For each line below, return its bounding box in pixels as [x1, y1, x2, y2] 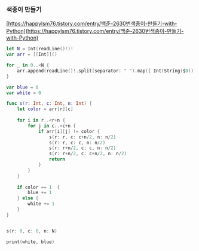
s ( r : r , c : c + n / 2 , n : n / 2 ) [48, 134, 117, 140]
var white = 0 [6, 90, 42, 96]
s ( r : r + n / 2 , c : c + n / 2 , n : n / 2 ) [48, 151, 127, 157]
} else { [17, 195, 39, 201]
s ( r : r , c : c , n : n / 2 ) [48, 140, 106, 146]
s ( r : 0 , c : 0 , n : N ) [6, 228, 58, 234]
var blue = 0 [6, 84, 39, 90]
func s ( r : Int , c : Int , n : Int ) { [6, 101, 93, 107]
